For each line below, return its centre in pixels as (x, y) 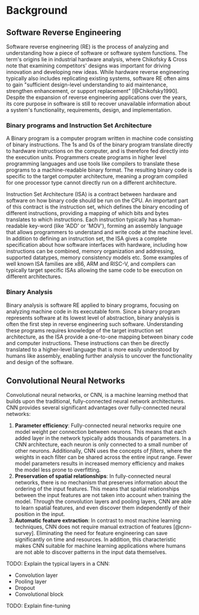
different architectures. (34, 277)
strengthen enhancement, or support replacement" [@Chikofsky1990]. (93, 91)
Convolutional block (39, 594)
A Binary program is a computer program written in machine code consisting (100, 138)
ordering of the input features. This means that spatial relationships (97, 489)
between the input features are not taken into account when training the (103, 495)
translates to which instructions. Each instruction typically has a (84, 220)
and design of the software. (40, 362)
